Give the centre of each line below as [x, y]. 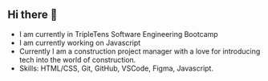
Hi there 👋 [32, 15]
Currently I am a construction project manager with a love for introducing [140, 51]
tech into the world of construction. [77, 59]
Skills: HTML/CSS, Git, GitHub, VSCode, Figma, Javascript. [116, 68]
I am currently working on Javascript [80, 43]
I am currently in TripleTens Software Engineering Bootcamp [118, 34]
